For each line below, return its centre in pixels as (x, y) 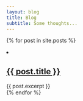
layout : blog (23, 12)
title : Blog (21, 18)
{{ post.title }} (34, 71)
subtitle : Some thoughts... (42, 23)
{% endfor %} (24, 92)
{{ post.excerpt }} (28, 86)
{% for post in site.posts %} (41, 41)
